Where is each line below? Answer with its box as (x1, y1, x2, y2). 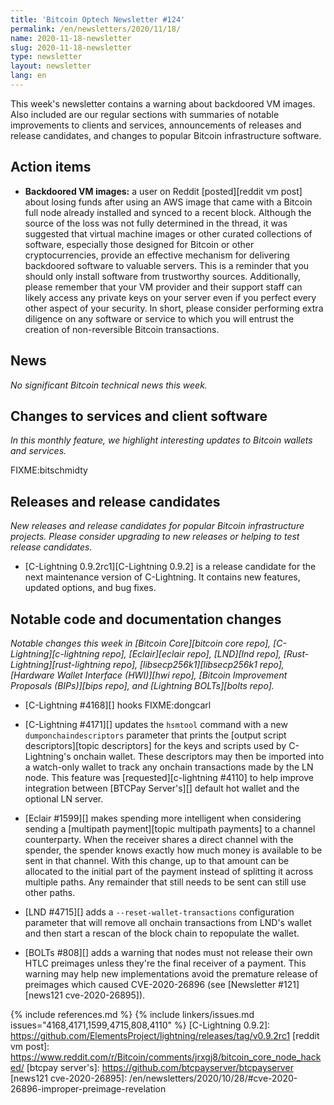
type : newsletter (10, 52, 83, 62)
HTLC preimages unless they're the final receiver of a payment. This (24, 957, 307, 969)
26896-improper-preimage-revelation (10, 1082, 167, 1095)
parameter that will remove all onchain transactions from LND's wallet (24, 916, 312, 928)
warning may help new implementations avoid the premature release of (24, 967, 318, 980)
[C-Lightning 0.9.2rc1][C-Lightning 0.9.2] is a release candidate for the (24, 561, 317, 573)
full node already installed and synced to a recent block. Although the (24, 206, 312, 218)
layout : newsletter (10, 61, 92, 71)
